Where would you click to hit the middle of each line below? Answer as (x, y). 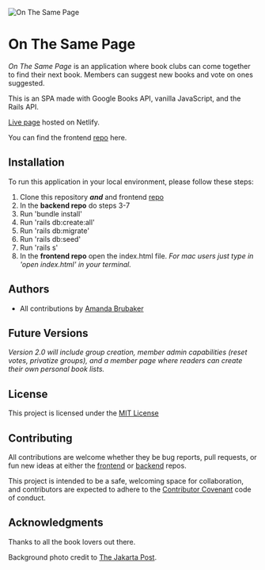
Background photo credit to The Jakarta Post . (82, 557)
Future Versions (48, 333)
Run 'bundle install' (51, 213)
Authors (29, 289)
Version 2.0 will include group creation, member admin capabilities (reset (128, 352)
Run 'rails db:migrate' (54, 231)
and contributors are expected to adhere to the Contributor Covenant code (130, 489)
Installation (36, 163)
